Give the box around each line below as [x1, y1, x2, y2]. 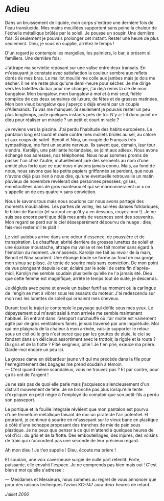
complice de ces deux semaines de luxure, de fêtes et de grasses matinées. [5, 96, 159, 101]
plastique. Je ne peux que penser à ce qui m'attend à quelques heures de [5, 427, 154, 433]
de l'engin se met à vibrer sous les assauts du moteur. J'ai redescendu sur [5, 290, 155, 296]
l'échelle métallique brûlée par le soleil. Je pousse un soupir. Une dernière [5, 30, 155, 36]
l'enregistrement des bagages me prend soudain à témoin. [5, 361, 123, 367]
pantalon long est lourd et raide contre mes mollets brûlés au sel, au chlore [5, 131, 156, 137]
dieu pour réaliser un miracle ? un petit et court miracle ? [5, 117, 119, 123]
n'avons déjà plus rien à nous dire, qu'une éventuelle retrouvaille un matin [5, 173, 154, 179]
